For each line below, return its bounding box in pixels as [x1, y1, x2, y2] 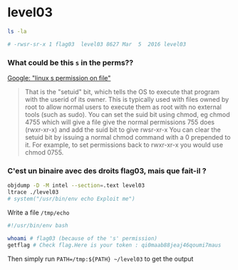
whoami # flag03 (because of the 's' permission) [7, 234, 158, 242]
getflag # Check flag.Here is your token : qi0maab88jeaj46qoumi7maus [7, 242, 222, 249]
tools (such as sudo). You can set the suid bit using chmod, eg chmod [24, 110, 230, 118]
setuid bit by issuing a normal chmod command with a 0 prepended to [24, 133, 231, 141]
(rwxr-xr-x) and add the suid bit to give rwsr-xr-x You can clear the [24, 125, 221, 134]
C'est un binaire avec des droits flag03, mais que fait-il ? [7, 165, 207, 175]
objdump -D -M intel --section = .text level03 [7, 182, 145, 189]
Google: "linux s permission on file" [7, 73, 111, 82]
